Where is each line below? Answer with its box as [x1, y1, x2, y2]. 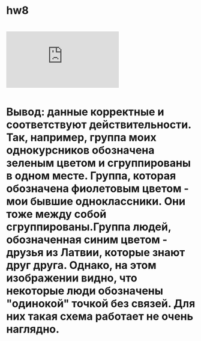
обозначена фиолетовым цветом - [6, 182, 189, 195]
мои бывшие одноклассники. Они [6, 194, 186, 208]
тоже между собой [6, 207, 107, 221]
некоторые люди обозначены [6, 284, 164, 298]
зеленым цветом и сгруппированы [6, 156, 191, 170]
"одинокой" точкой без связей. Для [6, 296, 196, 310]
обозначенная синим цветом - [6, 233, 168, 247]
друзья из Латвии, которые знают [6, 245, 185, 259]
